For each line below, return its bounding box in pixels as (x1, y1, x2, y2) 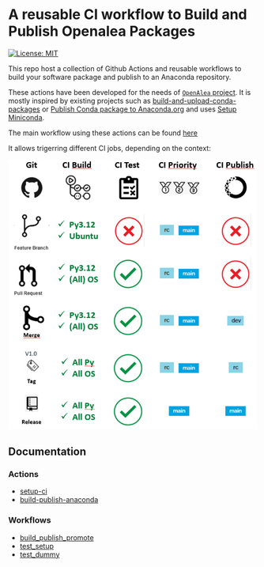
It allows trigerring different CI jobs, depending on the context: (8, 143, 211, 153)
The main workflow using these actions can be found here (8, 128, 198, 138)
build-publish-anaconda (19, 495, 99, 505)
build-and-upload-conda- (153, 96, 237, 105)
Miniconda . (8, 112, 45, 122)
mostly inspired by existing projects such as (8, 96, 152, 105)
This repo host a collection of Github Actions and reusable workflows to (8, 63, 242, 73)
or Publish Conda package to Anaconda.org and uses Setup (42, 104, 237, 114)
